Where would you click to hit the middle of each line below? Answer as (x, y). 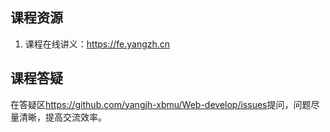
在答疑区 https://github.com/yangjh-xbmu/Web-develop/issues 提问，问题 (161, 104)
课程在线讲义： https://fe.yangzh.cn (97, 44)
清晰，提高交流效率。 (62, 117)
